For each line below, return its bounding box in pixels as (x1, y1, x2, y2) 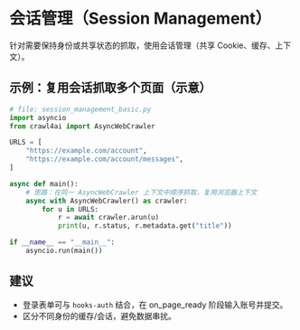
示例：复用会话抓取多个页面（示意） (9, 80, 211, 96)
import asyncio (9, 113, 67, 122)
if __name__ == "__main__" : (9, 238, 116, 247)
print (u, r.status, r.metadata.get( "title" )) (57, 222, 232, 231)
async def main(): (9, 179, 79, 188)
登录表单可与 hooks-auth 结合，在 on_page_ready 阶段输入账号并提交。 (22, 299, 288, 310)
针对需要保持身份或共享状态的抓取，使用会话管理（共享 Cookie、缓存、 (9, 40, 276, 51)
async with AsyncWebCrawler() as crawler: (25, 196, 188, 205)
